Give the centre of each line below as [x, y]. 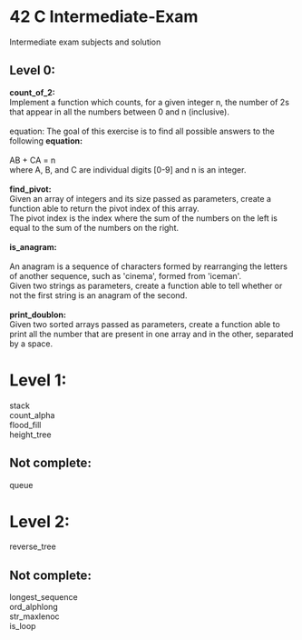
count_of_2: [33, 92]
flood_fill [25, 425]
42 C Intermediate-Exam [104, 17]
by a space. [31, 344]
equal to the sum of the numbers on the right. [94, 227]
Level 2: [40, 521]
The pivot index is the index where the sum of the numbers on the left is [144, 218]
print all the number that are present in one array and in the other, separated [151, 334]
